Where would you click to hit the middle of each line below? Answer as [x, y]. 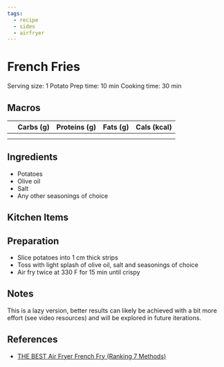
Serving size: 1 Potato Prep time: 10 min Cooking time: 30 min [94, 86]
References [32, 340]
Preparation [33, 241]
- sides [25, 26]
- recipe [26, 20]
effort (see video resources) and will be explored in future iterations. [104, 317]
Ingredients [32, 157]
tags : [15, 13]
